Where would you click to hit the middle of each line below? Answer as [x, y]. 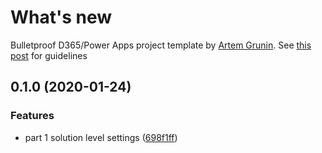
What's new [61, 17]
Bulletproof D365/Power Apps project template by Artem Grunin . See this [161, 45]
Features [32, 116]
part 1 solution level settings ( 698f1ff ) [101, 137]
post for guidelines [49, 55]
